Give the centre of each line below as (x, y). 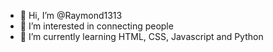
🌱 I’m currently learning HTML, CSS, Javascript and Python (141, 36)
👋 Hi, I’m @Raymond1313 (71, 15)
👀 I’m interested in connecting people (96, 26)
